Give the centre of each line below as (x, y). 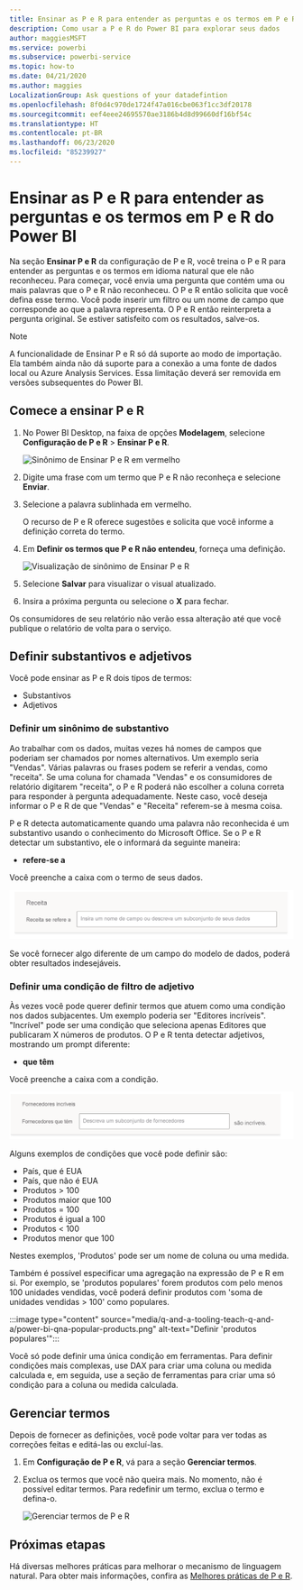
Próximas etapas (57, 1544)
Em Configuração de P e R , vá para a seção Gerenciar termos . (139, 1462)
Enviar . (36, 486)
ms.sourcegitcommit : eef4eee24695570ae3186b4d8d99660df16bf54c (131, 114)
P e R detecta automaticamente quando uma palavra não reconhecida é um (149, 823)
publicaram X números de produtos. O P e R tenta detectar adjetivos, (137, 1035)
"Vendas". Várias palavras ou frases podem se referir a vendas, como (138, 767)
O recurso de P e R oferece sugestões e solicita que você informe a (148, 521)
